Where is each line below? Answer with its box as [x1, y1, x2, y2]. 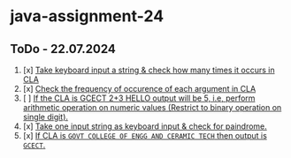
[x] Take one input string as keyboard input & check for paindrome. [22, 121, 268, 132]
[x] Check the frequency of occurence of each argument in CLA [22, 84, 257, 94]
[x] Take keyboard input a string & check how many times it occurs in [22, 64, 275, 75]
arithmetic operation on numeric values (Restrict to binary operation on [22, 102, 282, 112]
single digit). [22, 112, 69, 122]
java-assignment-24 [10, 6, 165, 26]
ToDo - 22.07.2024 [10, 41, 116, 56]
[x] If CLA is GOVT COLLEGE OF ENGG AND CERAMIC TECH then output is [22, 131, 268, 140]
